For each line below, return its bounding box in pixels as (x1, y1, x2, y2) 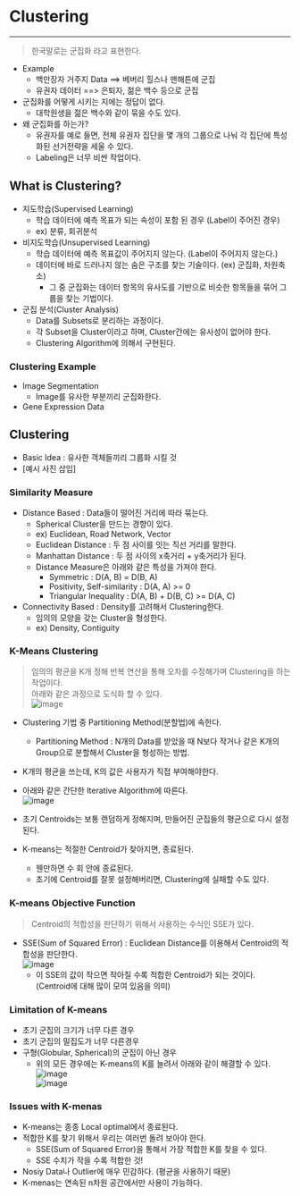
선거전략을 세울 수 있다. (52, 140, 134, 151)
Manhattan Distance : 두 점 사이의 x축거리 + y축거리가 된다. (35, 551, 247, 561)
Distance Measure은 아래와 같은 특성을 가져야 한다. (35, 561, 217, 573)
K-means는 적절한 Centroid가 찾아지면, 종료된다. (21, 844, 195, 855)
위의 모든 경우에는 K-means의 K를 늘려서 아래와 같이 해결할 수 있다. (35, 1058, 271, 1069)
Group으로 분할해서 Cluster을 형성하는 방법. (35, 747, 190, 758)
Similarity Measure (9, 485, 94, 498)
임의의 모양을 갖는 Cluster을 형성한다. (35, 612, 167, 623)
